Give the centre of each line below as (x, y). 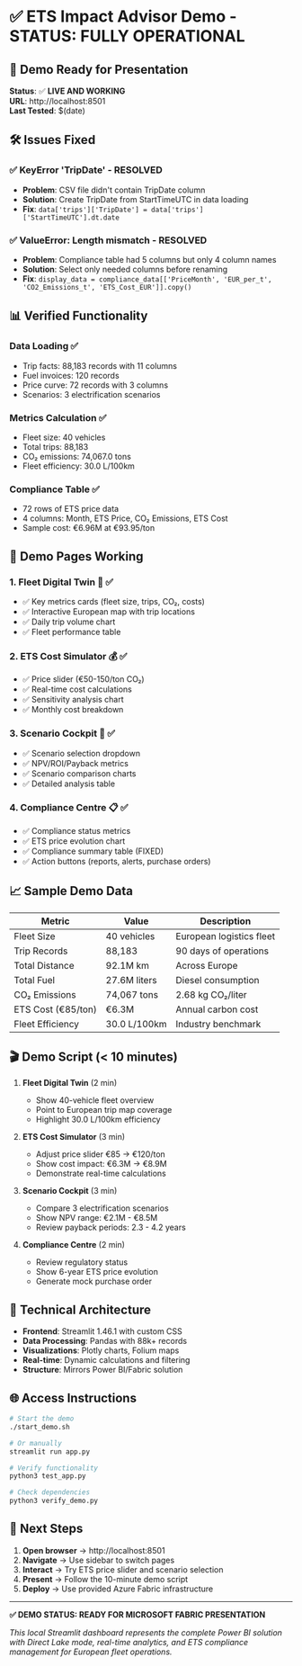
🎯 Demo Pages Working (76, 556)
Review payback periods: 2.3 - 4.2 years (111, 1227)
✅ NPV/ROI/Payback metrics (75, 763)
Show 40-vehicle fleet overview (95, 1100)
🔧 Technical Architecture (80, 1309)
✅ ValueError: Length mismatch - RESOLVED (108, 240)
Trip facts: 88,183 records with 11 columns (100, 365)
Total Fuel (35, 980)
